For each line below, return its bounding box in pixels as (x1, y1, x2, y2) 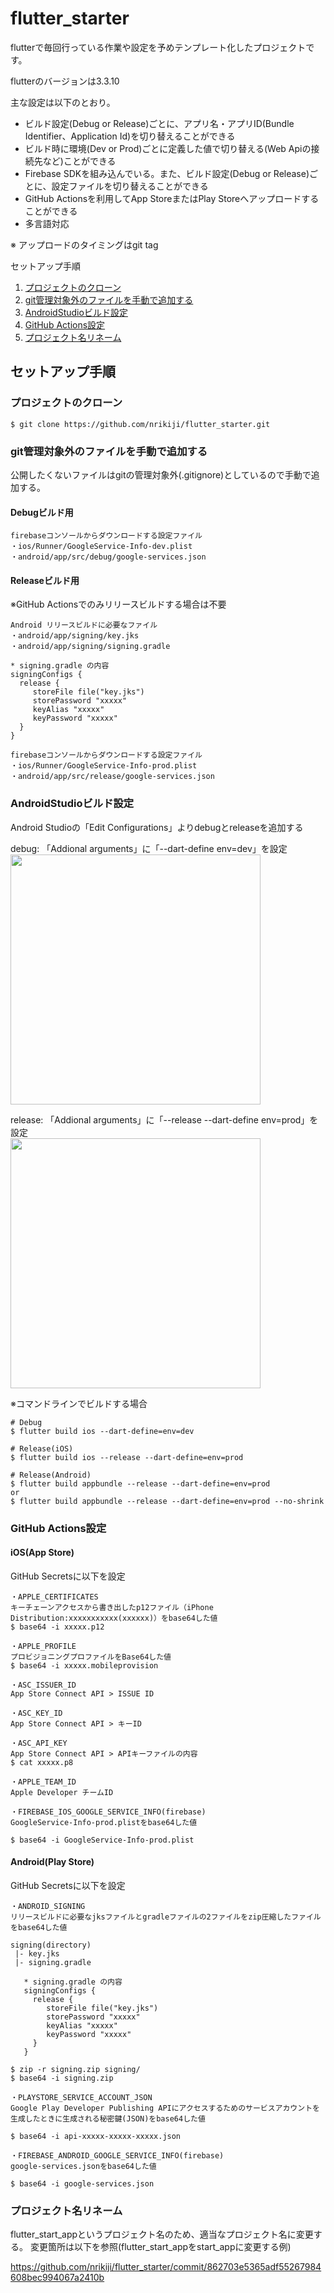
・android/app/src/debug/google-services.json (10, 552, 207, 562)
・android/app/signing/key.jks (10, 631, 140, 641)
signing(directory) (10, 1940, 92, 1950)
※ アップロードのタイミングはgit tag (10, 238, 159, 251)
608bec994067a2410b (10, 2272, 105, 2284)
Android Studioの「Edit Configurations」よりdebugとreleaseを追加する (10, 821, 304, 833)
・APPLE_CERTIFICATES (10, 1592, 99, 1602)
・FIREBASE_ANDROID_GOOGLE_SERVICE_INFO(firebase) (10, 2150, 225, 2161)
